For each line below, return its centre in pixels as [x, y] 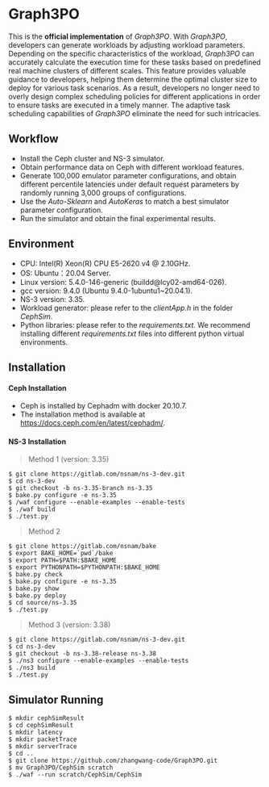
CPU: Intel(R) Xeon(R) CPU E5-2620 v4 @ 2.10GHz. [105, 263]
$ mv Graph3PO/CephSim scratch [61, 768]
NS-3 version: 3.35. [52, 299]
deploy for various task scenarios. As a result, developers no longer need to [134, 88]
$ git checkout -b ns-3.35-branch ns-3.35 [81, 488]
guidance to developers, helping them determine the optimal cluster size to [133, 79]
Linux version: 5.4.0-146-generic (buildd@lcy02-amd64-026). [123, 282]
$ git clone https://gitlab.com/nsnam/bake [83, 546]
